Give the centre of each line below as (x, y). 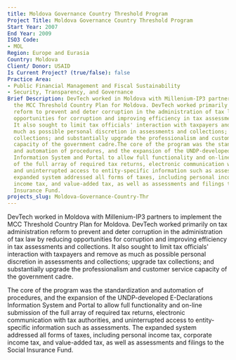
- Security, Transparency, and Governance (70, 92)
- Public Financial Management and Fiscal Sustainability (94, 86)
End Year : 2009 (29, 33)
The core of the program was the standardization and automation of (105, 290)
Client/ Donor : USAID (39, 66)
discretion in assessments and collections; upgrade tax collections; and (111, 262)
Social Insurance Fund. (40, 350)
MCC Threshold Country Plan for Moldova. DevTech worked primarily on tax (118, 224)
